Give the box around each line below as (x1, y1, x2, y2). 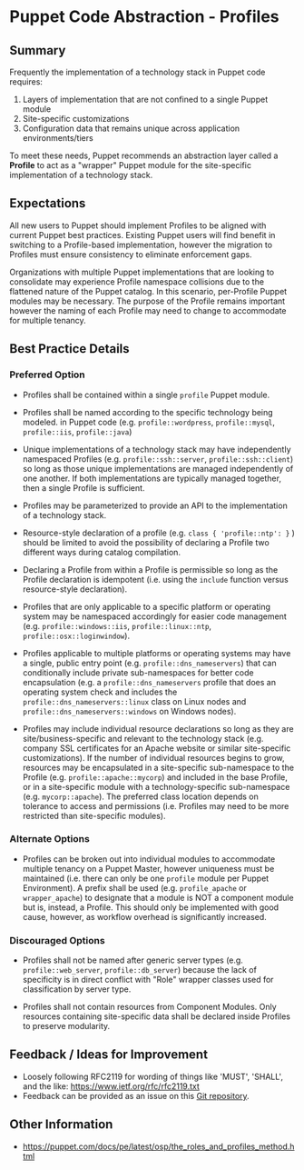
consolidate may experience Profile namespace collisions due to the (9, 275, 265, 287)
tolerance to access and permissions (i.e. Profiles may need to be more (22, 800, 289, 811)
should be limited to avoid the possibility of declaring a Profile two (22, 536, 270, 547)
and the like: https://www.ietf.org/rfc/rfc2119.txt (22, 1080, 200, 1092)
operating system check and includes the (22, 686, 178, 697)
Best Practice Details (9, 341, 130, 356)
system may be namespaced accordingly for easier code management (22, 611, 288, 622)
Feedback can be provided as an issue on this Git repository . (22, 1090, 250, 1101)
